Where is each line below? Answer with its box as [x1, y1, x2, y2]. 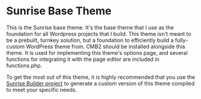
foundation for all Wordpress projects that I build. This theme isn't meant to [6, 30, 191, 37]
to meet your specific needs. [6, 86, 77, 93]
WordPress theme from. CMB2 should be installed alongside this [26, 43, 185, 50]
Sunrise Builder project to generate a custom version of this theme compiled [6, 79, 195, 87]
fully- [175, 36, 188, 44]
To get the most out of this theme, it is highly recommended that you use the [6, 73, 196, 81]
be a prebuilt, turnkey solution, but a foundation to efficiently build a [6, 36, 174, 44]
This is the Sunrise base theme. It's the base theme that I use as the [6, 24, 174, 31]
